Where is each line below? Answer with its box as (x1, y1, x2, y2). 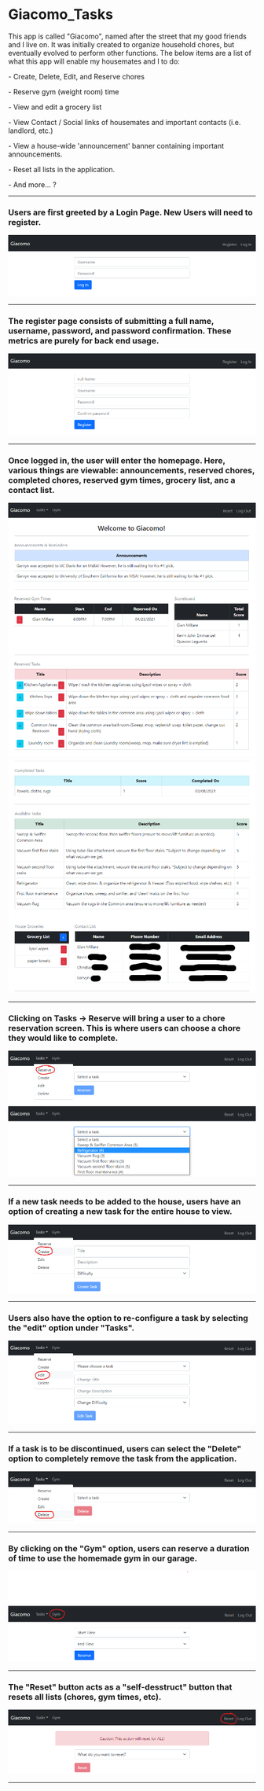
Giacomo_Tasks (8, 6, 114, 24)
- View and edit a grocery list (8, 102, 102, 112)
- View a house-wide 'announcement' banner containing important (8, 141, 225, 150)
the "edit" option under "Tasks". (8, 1322, 135, 1333)
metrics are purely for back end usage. (8, 335, 159, 346)
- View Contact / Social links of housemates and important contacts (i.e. (8, 117, 241, 127)
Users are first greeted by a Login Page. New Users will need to (8, 207, 253, 218)
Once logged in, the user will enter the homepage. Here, (8, 454, 225, 465)
